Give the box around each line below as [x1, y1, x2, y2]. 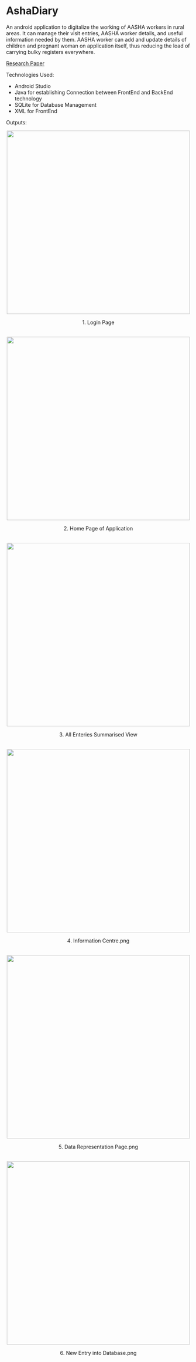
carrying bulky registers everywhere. [6, 48, 95, 55]
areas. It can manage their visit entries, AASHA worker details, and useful [6, 29, 183, 36]
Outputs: [6, 119, 27, 126]
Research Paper [6, 60, 45, 67]
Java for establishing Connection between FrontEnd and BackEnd [14, 89, 173, 96]
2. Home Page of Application [63, 525, 133, 532]
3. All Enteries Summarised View [59, 731, 137, 738]
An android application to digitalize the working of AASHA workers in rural [6, 23, 184, 31]
